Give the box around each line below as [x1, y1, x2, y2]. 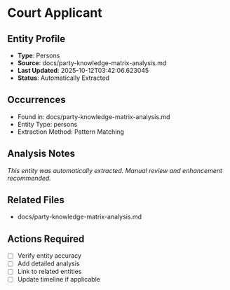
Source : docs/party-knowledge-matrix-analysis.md [17, 59, 167, 67]
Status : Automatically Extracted [17, 74, 110, 82]
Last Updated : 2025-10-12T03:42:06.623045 [17, 67, 149, 74]
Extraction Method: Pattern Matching [17, 127, 125, 136]
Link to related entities [17, 268, 82, 276]
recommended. [7, 174, 51, 182]
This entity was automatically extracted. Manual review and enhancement [7, 166, 223, 174]
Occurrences [7, 94, 66, 106]
